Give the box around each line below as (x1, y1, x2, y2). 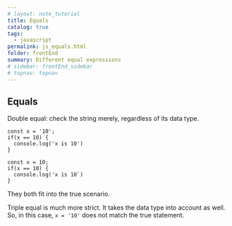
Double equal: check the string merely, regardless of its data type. (7, 114, 200, 123)
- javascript (13, 37, 52, 44)
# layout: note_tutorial (7, 10, 80, 18)
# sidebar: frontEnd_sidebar (7, 63, 93, 70)
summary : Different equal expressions (7, 56, 121, 64)
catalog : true (7, 23, 49, 30)
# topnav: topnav (7, 69, 59, 76)
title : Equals (7, 17, 49, 24)
